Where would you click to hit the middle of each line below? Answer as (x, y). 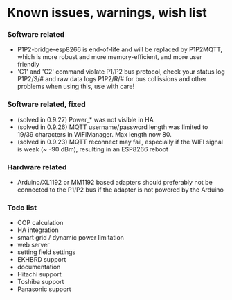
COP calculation (40, 223)
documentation (39, 267)
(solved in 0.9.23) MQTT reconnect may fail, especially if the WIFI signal (120, 142)
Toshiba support (41, 282)
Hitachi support (39, 274)
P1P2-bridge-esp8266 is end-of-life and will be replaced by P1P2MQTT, (120, 49)
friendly (28, 65)
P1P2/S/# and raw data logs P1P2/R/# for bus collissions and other (112, 79)
